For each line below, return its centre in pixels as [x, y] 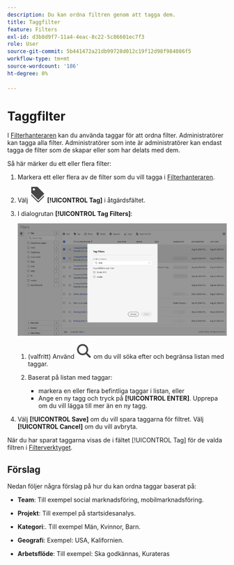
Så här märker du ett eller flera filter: [59, 164]
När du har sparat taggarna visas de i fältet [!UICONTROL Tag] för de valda [115, 440]
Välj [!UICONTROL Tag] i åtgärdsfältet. [81, 200]
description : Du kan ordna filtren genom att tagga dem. [92, 15]
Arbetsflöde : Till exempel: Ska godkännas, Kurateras [93, 553]
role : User [23, 44]
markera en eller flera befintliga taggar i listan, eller [111, 391]
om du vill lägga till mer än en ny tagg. [93, 406]
